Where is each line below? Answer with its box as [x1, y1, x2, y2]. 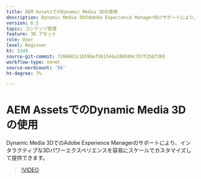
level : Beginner [6, 43, 47, 49]
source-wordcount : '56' [6, 64, 66, 71]
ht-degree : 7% [6, 70, 42, 76]
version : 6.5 [6, 20, 39, 26]
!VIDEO [20, 166, 39, 174]
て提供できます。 [6, 154, 48, 162]
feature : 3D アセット [6, 31, 57, 37]
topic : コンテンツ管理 [6, 25, 57, 32]
